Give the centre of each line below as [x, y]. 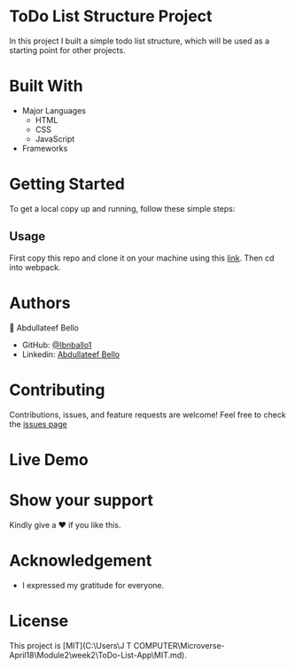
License [39, 621]
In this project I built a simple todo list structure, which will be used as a [140, 41]
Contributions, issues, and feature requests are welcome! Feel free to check [147, 415]
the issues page [39, 424]
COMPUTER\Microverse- [179, 645]
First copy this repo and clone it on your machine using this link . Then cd [142, 258]
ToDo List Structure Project [111, 16]
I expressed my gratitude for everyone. [93, 585]
